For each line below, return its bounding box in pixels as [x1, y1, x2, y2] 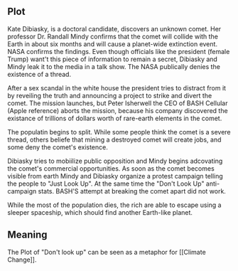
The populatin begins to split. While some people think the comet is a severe [7, 127, 231, 136]
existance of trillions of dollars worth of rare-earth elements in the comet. [7, 114, 222, 122]
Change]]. [7, 255, 37, 264]
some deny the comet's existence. [7, 142, 108, 152]
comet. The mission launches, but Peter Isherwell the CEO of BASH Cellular [7, 99, 228, 107]
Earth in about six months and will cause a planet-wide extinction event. [7, 39, 218, 48]
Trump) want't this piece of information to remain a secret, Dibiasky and [7, 55, 218, 63]
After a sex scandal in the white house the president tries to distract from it [7, 83, 226, 92]
